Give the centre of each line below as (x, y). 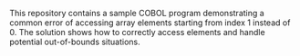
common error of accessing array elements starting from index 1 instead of (150, 23)
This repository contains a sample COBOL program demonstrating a (137, 13)
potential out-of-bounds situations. (75, 42)
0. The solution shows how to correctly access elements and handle (138, 32)
